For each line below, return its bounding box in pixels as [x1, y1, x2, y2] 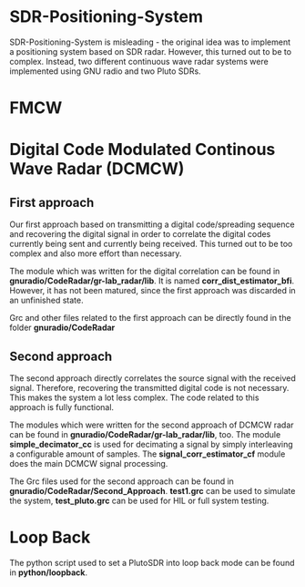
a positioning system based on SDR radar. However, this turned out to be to [9, 46, 292, 57]
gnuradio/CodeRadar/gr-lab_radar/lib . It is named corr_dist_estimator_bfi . [9, 275, 295, 286]
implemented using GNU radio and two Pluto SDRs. [9, 66, 202, 77]
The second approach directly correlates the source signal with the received [9, 372, 296, 384]
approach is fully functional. [9, 401, 115, 412]
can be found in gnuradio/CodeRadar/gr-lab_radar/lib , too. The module [9, 428, 281, 439]
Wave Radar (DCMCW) [9, 159, 185, 180]
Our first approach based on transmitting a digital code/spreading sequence [9, 219, 295, 230]
